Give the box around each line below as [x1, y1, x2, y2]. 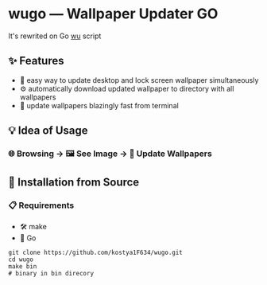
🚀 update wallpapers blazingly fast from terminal [19, 100, 179, 110]
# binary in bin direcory [8, 269, 94, 277]
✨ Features [8, 54, 64, 68]
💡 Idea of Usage [8, 124, 88, 138]
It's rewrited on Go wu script [8, 31, 102, 41]
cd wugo [8, 256, 34, 264]
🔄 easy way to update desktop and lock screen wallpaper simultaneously [19, 75, 259, 84]
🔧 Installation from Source [8, 176, 140, 189]
